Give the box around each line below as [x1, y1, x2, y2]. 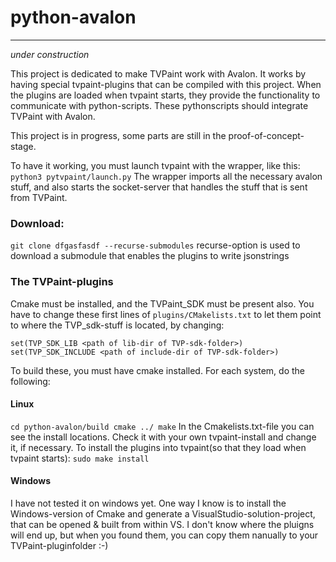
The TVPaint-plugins [10, 275, 114, 289]
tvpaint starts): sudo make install [10, 452, 150, 464]
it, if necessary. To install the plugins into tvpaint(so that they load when [10, 441, 307, 453]
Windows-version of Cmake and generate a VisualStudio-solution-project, [10, 507, 316, 520]
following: [10, 375, 51, 387]
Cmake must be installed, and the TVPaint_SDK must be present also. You [10, 297, 315, 310]
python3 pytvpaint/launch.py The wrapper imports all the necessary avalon [10, 170, 323, 182]
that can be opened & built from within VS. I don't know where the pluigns [10, 518, 315, 530]
